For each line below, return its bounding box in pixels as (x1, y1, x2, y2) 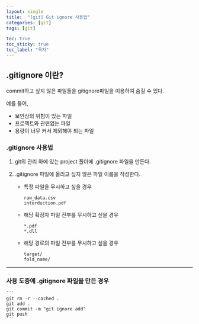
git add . (6, 301, 31, 307)
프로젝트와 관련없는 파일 (14, 120, 71, 127)
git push (6, 312, 28, 317)
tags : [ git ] (6, 25, 36, 31)
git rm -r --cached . (6, 296, 60, 302)
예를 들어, (6, 100, 28, 107)
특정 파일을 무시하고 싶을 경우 (23, 183, 92, 190)
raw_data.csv (23, 195, 56, 201)
